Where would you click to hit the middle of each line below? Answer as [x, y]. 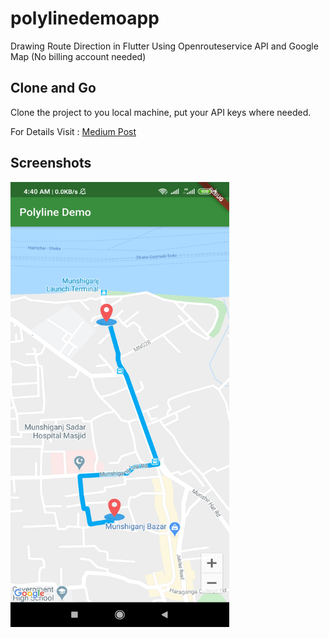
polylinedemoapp [85, 18]
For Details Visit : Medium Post [73, 131]
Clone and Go [53, 88]
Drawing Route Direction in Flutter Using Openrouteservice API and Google [164, 46]
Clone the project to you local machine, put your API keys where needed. [161, 112]
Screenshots [51, 163]
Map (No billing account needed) [78, 56]
